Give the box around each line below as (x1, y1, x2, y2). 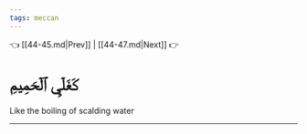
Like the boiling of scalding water (9, 105, 134, 116)
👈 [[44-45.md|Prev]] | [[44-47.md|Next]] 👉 (9, 38, 180, 50)
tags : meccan (9, 13, 59, 23)
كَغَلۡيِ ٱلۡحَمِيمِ (9, 74, 79, 95)
